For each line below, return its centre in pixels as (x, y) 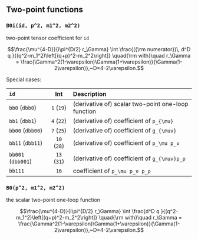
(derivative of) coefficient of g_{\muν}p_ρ (129, 158)
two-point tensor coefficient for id (48, 38)
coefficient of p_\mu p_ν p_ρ (112, 171)
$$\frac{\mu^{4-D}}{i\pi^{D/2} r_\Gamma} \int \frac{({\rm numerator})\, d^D (99, 49)
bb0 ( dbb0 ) (23, 107)
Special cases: (24, 79)
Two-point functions (45, 10)
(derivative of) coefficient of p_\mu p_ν (126, 142)
